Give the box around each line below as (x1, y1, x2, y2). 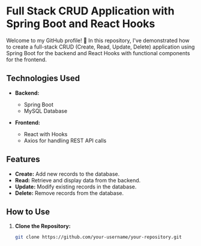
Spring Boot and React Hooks (6, 17, 155, 31)
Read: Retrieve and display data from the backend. (14, 176, 141, 184)
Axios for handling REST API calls (23, 137, 107, 144)
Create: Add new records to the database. (14, 170, 120, 178)
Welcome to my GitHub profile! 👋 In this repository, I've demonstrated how (6, 37, 190, 44)
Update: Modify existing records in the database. (14, 183, 137, 190)
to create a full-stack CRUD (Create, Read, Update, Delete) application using (6, 43, 195, 50)
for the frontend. (6, 56, 47, 63)
